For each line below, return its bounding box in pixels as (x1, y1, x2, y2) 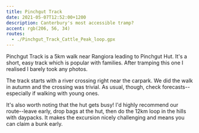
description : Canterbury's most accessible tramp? (6, 20, 134, 26)
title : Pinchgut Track (6, 8, 62, 15)
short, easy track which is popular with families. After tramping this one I (6, 59, 184, 66)
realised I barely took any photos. (6, 66, 88, 72)
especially (6, 90, 31, 97)
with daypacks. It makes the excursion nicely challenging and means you (6, 114, 185, 121)
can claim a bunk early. (6, 120, 63, 127)
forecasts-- (162, 83, 190, 90)
